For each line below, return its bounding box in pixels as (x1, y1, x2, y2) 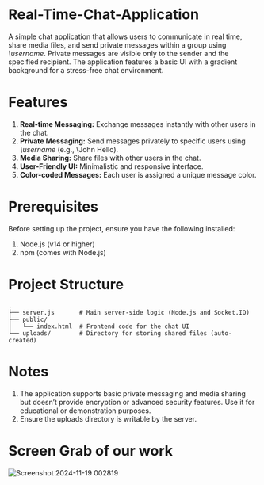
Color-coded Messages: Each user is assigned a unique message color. (19, 170, 257, 179)
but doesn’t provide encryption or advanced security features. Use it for (19, 397, 255, 407)
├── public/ (8, 315, 48, 323)
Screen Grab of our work (8, 441, 173, 460)
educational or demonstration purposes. (19, 406, 151, 415)
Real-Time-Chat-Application (8, 6, 200, 24)
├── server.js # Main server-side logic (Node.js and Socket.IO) (8, 308, 250, 316)
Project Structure (8, 276, 124, 293)
